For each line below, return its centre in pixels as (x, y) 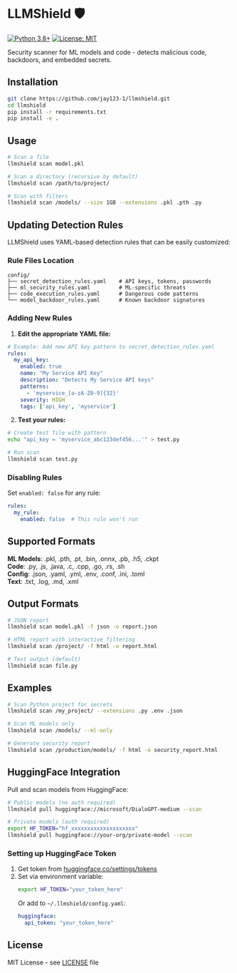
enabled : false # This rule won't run (79, 520)
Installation (33, 82)
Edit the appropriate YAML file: (64, 334)
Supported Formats (52, 541)
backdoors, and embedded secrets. (60, 60)
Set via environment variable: (60, 877)
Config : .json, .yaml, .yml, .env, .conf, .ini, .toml (76, 574)
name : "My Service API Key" (62, 374)
